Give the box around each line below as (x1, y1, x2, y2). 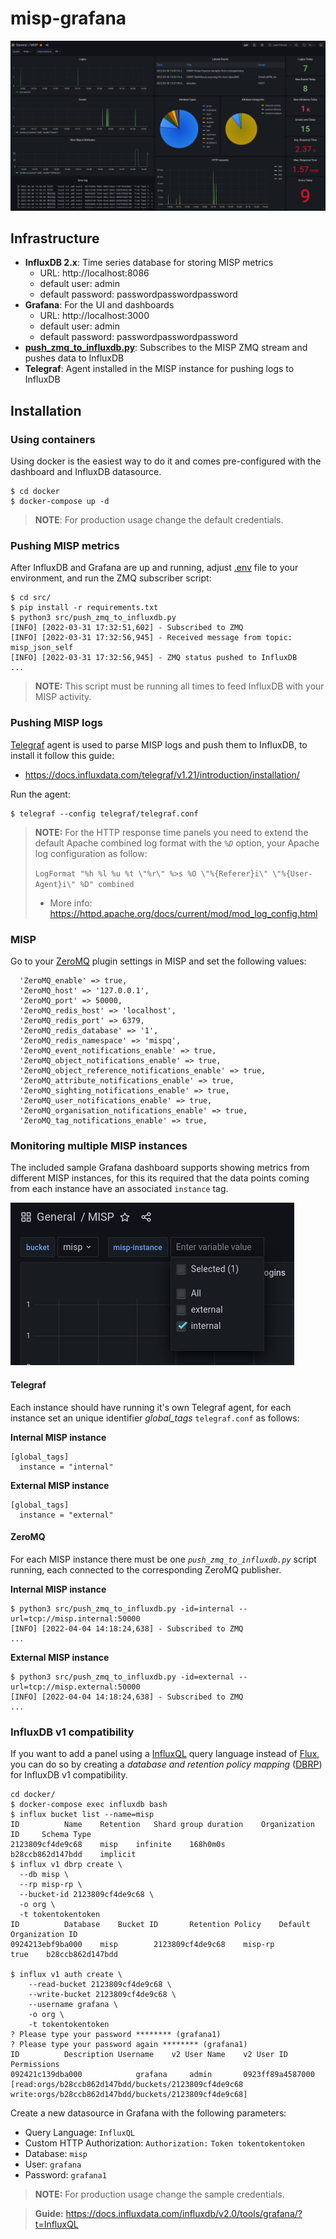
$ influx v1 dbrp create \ (10, 1860, 123, 1870)
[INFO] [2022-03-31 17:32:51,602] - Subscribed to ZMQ (10, 623, 244, 633)
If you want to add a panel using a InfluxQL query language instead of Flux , (10, 1748, 320, 1760)
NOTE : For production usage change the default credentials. (34, 514, 284, 526)
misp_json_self (10, 643, 74, 653)
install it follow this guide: (10, 749, 115, 761)
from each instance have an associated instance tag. (10, 1183, 229, 1195)
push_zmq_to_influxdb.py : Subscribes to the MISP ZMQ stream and (24, 342, 308, 354)
